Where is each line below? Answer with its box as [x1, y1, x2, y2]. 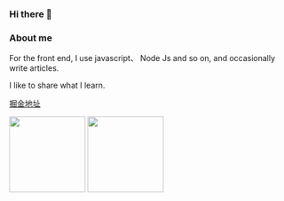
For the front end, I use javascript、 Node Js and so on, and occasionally [9, 53, 276, 64]
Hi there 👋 [9, 8, 53, 20]
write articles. [9, 63, 59, 73]
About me [9, 31, 53, 43]
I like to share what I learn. [9, 80, 106, 91]
